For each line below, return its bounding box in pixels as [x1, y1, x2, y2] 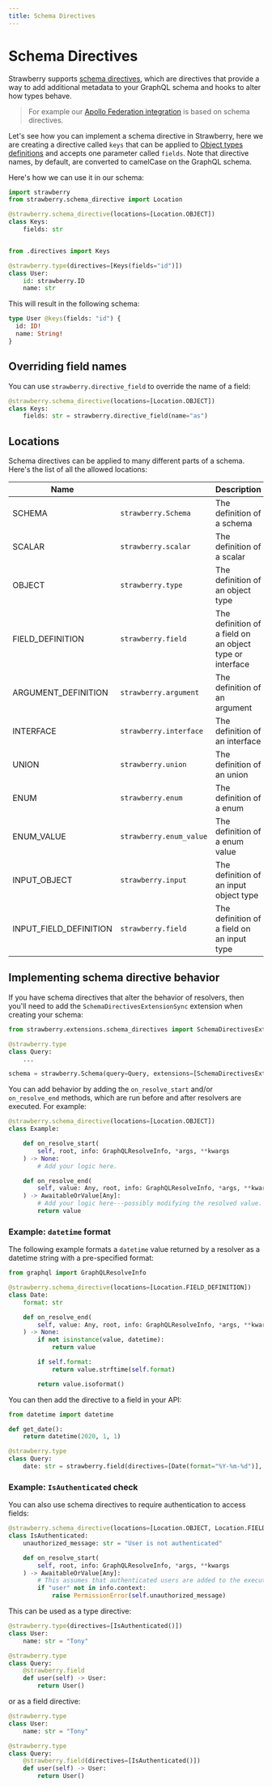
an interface [215, 735, 261, 747]
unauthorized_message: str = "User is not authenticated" [23, 1539, 223, 1547]
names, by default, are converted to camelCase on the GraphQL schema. [8, 156, 253, 166]
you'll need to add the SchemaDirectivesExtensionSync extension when [8, 1001, 243, 1010]
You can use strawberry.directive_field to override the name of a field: [8, 381, 251, 391]
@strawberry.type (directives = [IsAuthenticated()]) [8, 1622, 183, 1631]
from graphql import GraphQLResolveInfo [8, 1269, 147, 1277]
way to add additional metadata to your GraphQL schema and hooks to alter [8, 82, 261, 92]
